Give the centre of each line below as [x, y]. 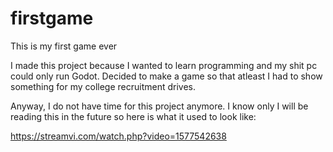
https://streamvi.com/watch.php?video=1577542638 [118, 136]
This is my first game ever [64, 46]
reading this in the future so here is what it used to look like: [133, 116]
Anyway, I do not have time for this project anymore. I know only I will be [159, 106]
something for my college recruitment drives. [103, 86]
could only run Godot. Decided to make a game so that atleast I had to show [166, 76]
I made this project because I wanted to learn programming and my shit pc [164, 65]
